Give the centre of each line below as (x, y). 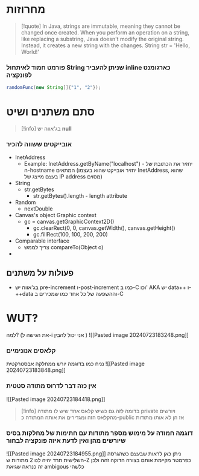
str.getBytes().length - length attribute (80, 196)
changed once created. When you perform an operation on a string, (105, 32)
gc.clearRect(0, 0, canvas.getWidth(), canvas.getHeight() (104, 228)
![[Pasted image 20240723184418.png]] (56, 399)
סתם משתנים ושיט (51, 112)
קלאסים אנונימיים (31, 351)
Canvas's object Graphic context (55, 215)
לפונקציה (19, 75)
